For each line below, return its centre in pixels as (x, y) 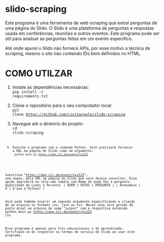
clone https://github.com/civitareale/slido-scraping (69, 114)
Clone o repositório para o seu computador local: (62, 105)
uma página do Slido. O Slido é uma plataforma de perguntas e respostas (80, 28)
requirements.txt (30, 96)
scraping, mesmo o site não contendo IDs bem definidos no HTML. (73, 53)
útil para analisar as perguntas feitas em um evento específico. (69, 39)
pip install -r (28, 92)
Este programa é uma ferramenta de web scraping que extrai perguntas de (81, 23)
